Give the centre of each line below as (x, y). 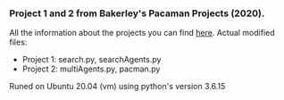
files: (18, 42)
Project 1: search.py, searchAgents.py (92, 60)
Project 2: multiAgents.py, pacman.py (91, 69)
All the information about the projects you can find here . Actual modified (142, 33)
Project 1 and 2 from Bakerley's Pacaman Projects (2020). (137, 13)
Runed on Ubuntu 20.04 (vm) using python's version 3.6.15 (117, 87)
